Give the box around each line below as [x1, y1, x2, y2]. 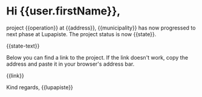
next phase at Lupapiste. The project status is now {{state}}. [6, 30, 157, 37]
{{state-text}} [6, 42, 40, 49]
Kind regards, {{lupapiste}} [6, 83, 74, 91]
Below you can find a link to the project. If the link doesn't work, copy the [6, 54, 189, 61]
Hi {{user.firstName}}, [6, 4, 121, 18]
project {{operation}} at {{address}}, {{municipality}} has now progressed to [6, 24, 196, 31]
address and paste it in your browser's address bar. [6, 60, 135, 67]
